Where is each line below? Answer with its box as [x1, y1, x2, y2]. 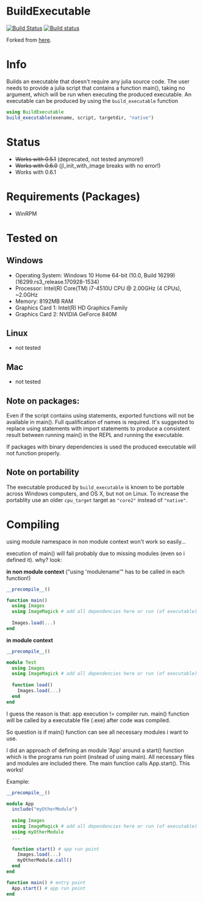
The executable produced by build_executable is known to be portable [6, 483, 185, 491]
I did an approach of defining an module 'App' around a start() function [6, 747, 184, 754]
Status [6, 135, 41, 149]
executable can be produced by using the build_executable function [6, 97, 179, 104]
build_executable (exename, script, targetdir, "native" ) [6, 115, 154, 121]
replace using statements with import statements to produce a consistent [6, 425, 190, 432]
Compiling [6, 517, 60, 531]
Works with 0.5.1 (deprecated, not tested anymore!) [15, 155, 144, 163]
